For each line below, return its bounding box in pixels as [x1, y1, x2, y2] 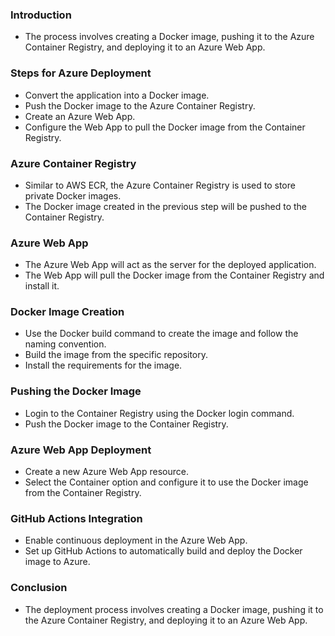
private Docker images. [24, 189, 122, 202]
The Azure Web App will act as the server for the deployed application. [24, 259, 317, 271]
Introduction [10, 8, 72, 22]
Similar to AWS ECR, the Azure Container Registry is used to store [24, 179, 296, 191]
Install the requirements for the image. [24, 359, 183, 372]
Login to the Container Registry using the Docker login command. [24, 407, 295, 419]
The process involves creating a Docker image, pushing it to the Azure [24, 31, 315, 43]
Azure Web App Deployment [10, 443, 152, 457]
